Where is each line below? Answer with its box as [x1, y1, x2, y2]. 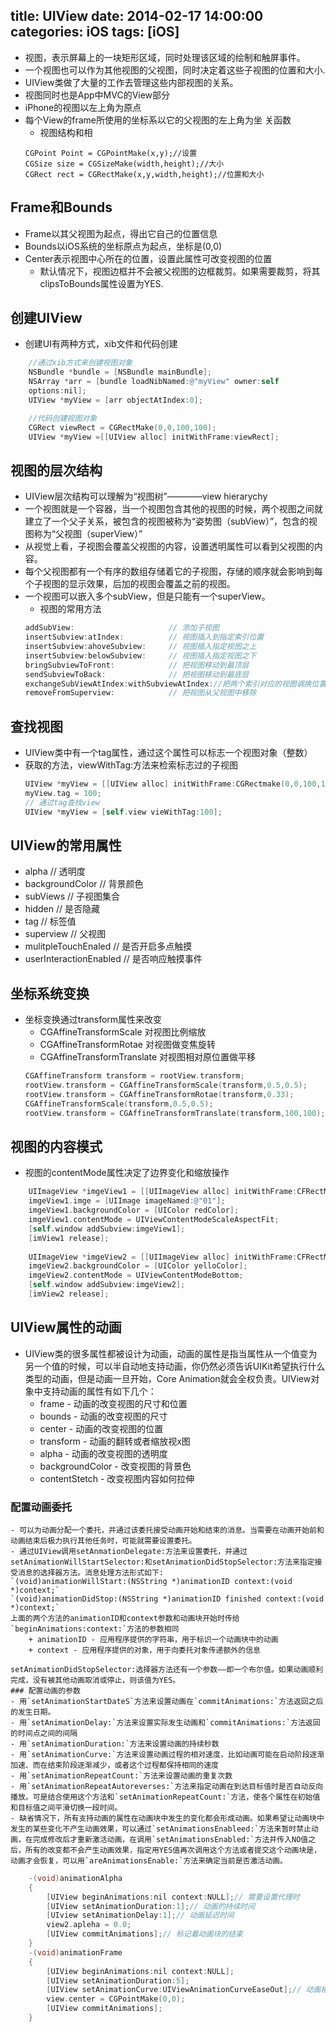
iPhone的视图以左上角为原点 [24, 101, 142, 113]
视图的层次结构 [10, 462, 103, 479]
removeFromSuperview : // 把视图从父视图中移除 [24, 688, 257, 698]
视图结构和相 [39, 126, 93, 138]
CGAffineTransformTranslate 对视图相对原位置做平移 [39, 1051, 256, 1063]
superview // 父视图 [24, 928, 107, 940]
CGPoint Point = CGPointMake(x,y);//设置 [24, 148, 198, 158]
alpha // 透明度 [24, 865, 86, 878]
